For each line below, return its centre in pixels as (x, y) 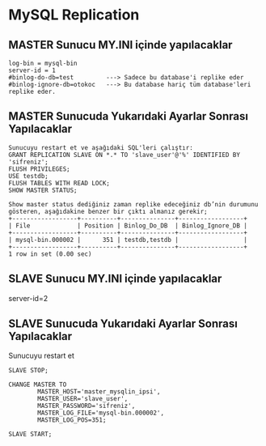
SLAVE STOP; (28, 371)
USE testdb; (28, 176)
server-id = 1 (32, 70)
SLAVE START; (30, 435)
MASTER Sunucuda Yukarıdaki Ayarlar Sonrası (129, 116)
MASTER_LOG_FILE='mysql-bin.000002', (101, 413)
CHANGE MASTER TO (38, 385)
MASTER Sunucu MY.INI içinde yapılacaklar (120, 45)
